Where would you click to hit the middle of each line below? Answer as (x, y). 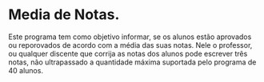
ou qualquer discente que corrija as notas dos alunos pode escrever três (128, 53)
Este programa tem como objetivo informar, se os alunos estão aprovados (130, 37)
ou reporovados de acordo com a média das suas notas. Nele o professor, (130, 45)
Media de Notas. (64, 15)
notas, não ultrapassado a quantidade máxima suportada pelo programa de (132, 62)
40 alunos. (26, 70)
